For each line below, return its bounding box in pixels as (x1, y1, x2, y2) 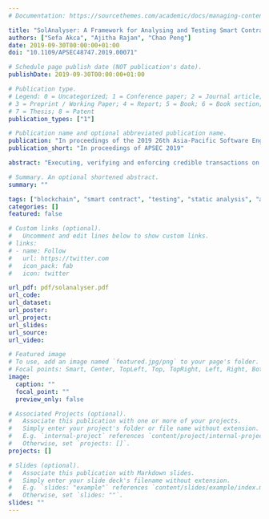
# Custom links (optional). (8, 225, 102, 233)
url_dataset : (8, 298, 52, 307)
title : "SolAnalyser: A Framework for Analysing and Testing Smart (8, 26, 239, 34)
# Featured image (8, 351, 66, 359)
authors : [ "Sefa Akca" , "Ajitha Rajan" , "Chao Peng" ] (8, 34, 192, 42)
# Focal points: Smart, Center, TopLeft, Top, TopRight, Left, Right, (8, 366, 249, 374)
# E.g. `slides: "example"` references (8, 484, 149, 492)
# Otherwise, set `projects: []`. (8, 440, 130, 448)
